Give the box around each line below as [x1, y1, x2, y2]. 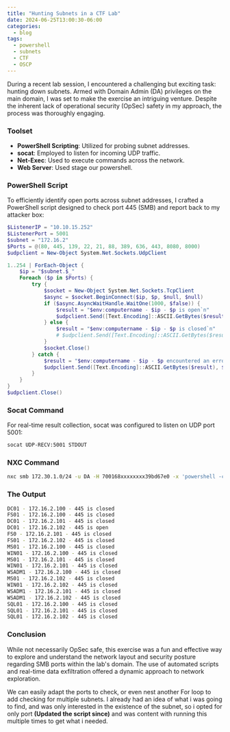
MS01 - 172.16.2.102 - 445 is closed [7, 575, 115, 583]
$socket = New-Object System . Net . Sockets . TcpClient [43, 287, 194, 295]
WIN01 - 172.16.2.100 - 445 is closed [7, 550, 118, 557]
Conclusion [7, 630, 47, 639]
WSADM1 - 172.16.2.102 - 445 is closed [7, 594, 121, 601]
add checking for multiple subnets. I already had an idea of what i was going [7, 695, 222, 703]
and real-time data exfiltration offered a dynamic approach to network [7, 667, 205, 675]
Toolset [7, 126, 33, 136]
